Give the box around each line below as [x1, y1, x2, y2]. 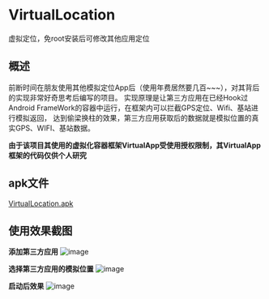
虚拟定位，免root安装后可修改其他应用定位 [8, 33, 150, 43]
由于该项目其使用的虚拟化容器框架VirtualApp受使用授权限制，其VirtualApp [8, 140, 262, 150]
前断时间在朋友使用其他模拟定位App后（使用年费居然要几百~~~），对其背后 [8, 83, 260, 92]
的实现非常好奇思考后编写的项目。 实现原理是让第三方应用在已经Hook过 [8, 92, 249, 102]
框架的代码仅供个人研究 [8, 150, 87, 160]
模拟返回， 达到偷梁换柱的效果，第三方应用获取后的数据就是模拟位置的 [15, 113, 252, 122]
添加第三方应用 [8, 247, 58, 257]
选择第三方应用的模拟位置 [8, 264, 94, 274]
